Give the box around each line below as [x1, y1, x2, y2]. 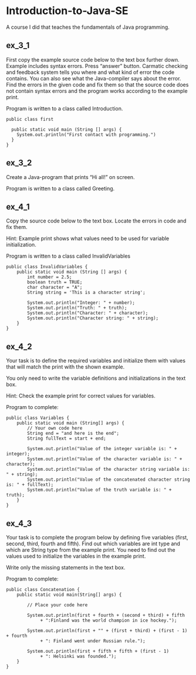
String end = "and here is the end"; [27, 430, 119, 437]
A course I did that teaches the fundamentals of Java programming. [6, 23, 170, 31]
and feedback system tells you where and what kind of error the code [6, 69, 175, 76]
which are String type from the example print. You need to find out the [6, 546, 176, 553]
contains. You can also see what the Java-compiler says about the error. [6, 75, 181, 82]
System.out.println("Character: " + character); [27, 310, 148, 316]
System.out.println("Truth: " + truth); [27, 305, 127, 311]
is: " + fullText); [6, 482, 54, 488]
